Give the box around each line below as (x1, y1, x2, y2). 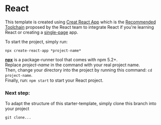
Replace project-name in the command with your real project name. (5, 62, 140, 68)
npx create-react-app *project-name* (5, 48, 81, 53)
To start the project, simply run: (5, 38, 68, 44)
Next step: (5, 89, 30, 96)
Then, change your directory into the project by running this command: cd (5, 67, 152, 73)
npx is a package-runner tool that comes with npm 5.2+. (5, 56, 118, 62)
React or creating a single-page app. (5, 29, 79, 35)
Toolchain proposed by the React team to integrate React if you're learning (5, 24, 154, 30)
